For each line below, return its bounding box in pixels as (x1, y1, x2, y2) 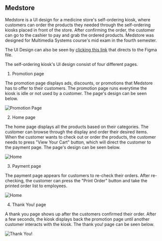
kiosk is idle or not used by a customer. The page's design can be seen (5, 90, 147, 96)
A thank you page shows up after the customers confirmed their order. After (5, 211, 156, 217)
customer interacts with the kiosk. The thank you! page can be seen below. (5, 221, 155, 227)
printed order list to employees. (5, 183, 68, 189)
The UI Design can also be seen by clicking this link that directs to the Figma (5, 47, 157, 52)
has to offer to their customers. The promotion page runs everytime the (5, 85, 147, 91)
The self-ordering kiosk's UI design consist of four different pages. (5, 61, 138, 67)
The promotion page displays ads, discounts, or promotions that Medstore (5, 80, 153, 86)
